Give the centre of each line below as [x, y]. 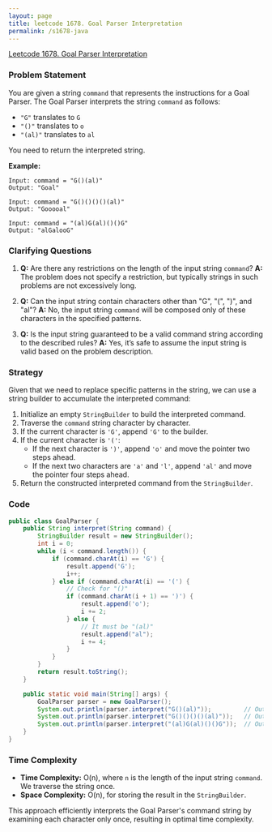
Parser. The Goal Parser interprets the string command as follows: [115, 101]
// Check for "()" [97, 589]
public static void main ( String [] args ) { [96, 694]
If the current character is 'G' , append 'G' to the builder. [114, 431]
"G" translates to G [50, 117]
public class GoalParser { [54, 521]
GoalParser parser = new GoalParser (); [105, 701]
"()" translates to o [52, 126]
